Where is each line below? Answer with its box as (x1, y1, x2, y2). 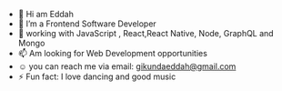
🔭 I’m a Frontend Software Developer (17, 18, 156, 29)
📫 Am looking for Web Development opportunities (17, 48, 207, 58)
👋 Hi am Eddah (17, 9, 75, 19)
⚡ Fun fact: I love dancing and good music (17, 71, 176, 82)
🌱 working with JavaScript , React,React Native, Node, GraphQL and (17, 28, 275, 38)
